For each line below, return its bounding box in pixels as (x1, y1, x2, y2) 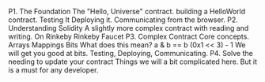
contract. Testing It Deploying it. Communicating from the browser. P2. (8, 15, 239, 24)
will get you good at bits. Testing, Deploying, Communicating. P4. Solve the (8, 49, 253, 58)
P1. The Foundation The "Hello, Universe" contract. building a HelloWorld (8, 7, 246, 16)
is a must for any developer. (8, 65, 99, 74)
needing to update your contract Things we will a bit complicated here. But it (8, 57, 258, 66)
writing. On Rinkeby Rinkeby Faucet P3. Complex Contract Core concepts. (8, 32, 249, 41)
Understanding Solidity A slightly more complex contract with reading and (8, 24, 249, 32)
